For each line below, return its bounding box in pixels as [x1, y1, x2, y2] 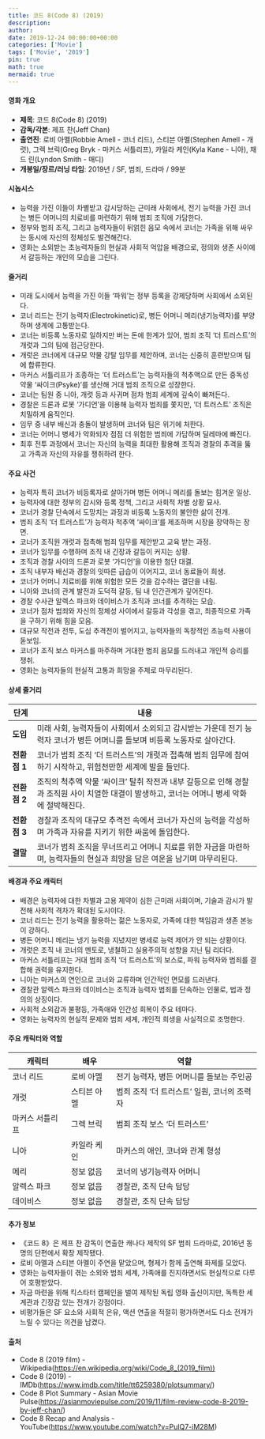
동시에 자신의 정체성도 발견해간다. [28, 232, 132, 242]
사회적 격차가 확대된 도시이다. [34, 905, 125, 915]
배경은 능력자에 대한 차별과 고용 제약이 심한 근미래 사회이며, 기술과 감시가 [19, 895, 245, 905]
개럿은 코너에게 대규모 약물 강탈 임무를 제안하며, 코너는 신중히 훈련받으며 [19, 350, 243, 360]
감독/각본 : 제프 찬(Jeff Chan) [19, 124, 110, 134]
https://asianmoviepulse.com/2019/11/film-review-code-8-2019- [40, 1397, 248, 1407]
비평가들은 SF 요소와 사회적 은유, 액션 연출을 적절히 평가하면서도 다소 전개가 [19, 1308, 254, 1317]
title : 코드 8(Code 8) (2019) [8, 11, 104, 20]
